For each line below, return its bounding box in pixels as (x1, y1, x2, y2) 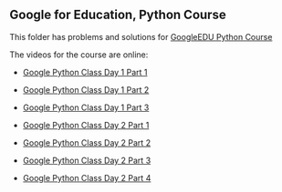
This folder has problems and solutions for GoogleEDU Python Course (9, 31, 273, 42)
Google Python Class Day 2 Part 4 (22, 172, 151, 183)
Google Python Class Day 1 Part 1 (22, 66, 148, 77)
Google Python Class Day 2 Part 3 (22, 155, 151, 166)
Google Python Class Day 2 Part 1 (22, 119, 150, 130)
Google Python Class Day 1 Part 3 (22, 102, 150, 113)
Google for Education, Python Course (9, 7, 226, 23)
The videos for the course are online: (9, 49, 149, 60)
